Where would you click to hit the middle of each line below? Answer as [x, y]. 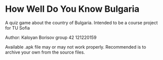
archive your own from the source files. [45, 52]
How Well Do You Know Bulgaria [72, 9]
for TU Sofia [18, 28]
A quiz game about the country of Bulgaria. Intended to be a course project [81, 23]
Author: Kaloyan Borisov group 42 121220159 [51, 37]
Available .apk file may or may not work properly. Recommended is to [76, 47]
